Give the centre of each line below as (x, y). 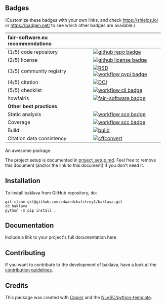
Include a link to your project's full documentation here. (61, 237)
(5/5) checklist (25, 90)
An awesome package (28, 151)
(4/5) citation (23, 82)
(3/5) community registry (37, 71)
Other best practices (33, 106)
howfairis (18, 98)
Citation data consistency (37, 138)
